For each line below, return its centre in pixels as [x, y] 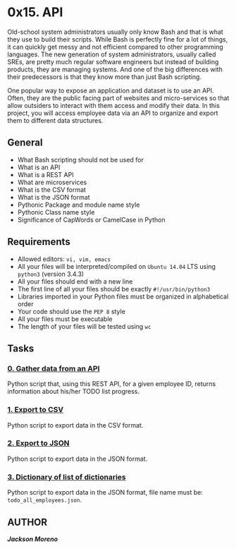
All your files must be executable [65, 319]
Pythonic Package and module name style [79, 205]
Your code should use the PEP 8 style [71, 311]
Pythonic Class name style [56, 212]
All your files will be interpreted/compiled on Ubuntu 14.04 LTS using [117, 266]
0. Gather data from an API [54, 368]
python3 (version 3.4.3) [51, 274]
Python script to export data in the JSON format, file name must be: [105, 493]
